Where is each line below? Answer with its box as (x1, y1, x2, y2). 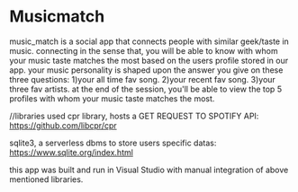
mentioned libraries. (9, 173, 84, 185)
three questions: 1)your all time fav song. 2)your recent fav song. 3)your (9, 74, 276, 84)
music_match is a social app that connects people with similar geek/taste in (9, 36, 290, 47)
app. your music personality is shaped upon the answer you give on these (9, 65, 284, 75)
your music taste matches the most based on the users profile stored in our (9, 55, 289, 65)
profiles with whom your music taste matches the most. (9, 92, 215, 104)
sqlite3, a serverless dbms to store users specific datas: (9, 137, 217, 148)
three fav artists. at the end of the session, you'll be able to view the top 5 (9, 83, 282, 94)
